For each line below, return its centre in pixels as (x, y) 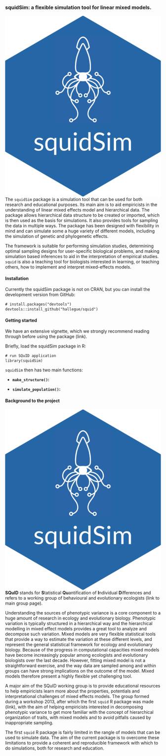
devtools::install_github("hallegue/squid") (52, 309)
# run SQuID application (31, 356)
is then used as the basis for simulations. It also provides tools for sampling (82, 220)
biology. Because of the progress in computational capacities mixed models (82, 650)
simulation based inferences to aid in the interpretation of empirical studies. (82, 257)
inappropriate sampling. (29, 723)
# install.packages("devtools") (38, 304)
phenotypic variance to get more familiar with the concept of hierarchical (80, 712)
